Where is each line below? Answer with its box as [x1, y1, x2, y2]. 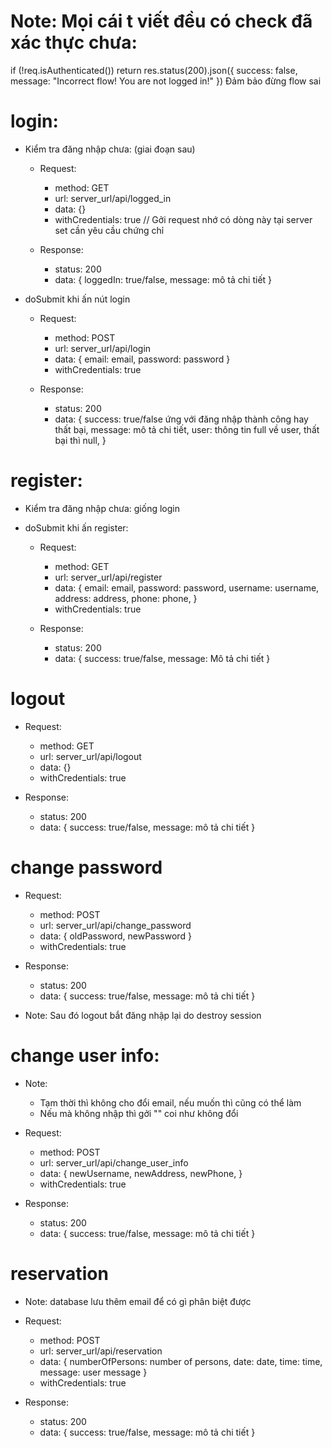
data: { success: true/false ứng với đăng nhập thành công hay [54, 413, 309, 425]
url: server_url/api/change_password [39, 919, 192, 931]
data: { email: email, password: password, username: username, [54, 581, 320, 594]
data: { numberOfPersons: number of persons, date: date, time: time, [39, 1355, 323, 1367]
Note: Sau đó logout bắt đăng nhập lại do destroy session [24, 1009, 262, 1021]
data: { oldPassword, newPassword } [39, 930, 192, 942]
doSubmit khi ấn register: [24, 521, 129, 534]
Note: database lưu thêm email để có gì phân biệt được [24, 1295, 252, 1307]
